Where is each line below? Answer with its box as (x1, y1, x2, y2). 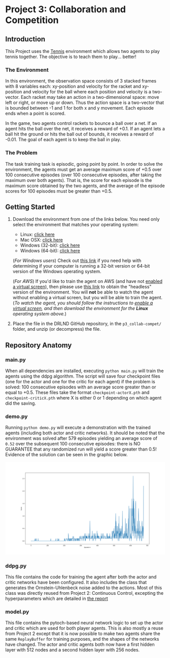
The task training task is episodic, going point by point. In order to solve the (5, 161, 163, 167)
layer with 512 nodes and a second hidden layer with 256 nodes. (5, 647, 140, 653)
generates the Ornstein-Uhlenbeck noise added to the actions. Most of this (5, 585, 162, 591)
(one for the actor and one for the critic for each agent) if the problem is (5, 379, 156, 385)
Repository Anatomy (5, 340, 72, 350)
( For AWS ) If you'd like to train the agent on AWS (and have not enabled (12, 278, 163, 284)
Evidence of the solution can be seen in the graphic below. (5, 452, 128, 458)
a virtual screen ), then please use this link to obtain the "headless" (12, 284, 152, 290)
